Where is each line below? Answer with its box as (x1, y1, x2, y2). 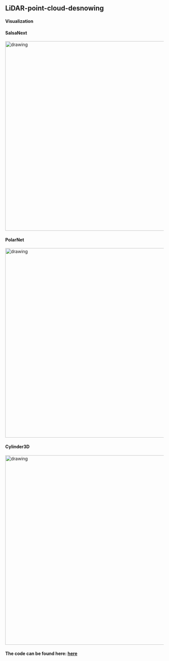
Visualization (5, 18, 34, 24)
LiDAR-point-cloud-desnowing (5, 4, 104, 13)
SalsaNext (5, 30, 28, 36)
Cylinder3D (5, 443, 30, 449)
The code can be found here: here (5, 650, 77, 656)
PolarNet (5, 237, 24, 243)
